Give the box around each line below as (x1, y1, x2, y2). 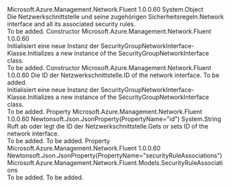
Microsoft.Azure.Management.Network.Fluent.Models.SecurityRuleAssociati (7, 159, 223, 166)
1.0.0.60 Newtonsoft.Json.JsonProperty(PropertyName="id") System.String (7, 115, 221, 123)
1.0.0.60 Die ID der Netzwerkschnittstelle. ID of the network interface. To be (7, 71, 220, 79)
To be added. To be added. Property (7, 137, 110, 145)
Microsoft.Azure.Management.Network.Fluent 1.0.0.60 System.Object (7, 5, 204, 13)
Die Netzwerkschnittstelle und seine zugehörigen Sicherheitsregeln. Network (7, 12, 224, 21)
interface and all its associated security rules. (7, 20, 136, 28)
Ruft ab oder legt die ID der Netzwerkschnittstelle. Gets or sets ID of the (7, 122, 208, 130)
